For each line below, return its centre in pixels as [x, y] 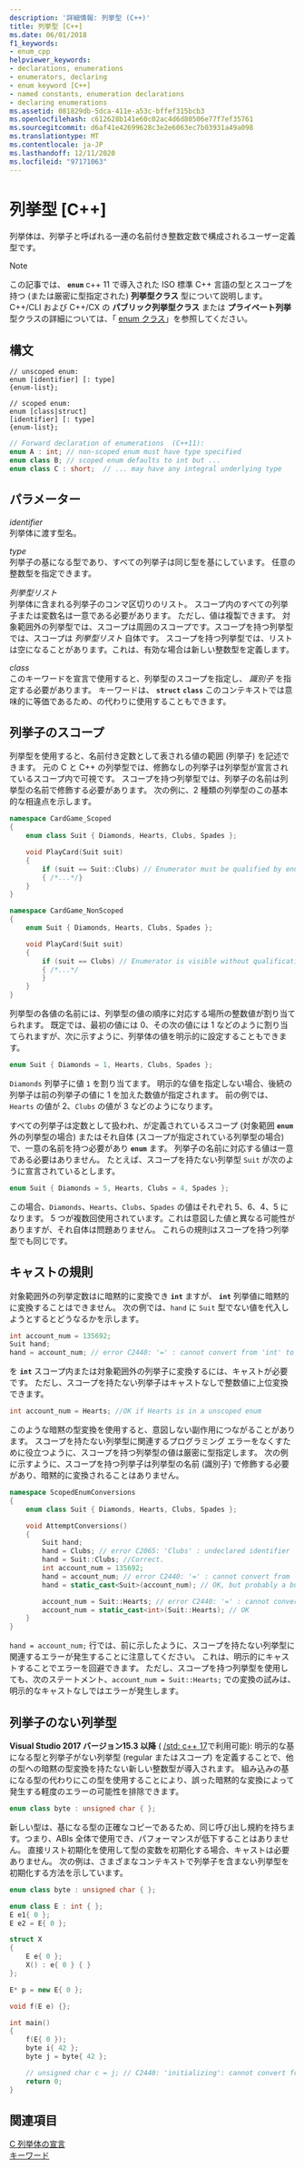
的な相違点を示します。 [53, 802]
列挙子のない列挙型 [63, 1722]
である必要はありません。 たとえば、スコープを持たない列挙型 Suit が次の [148, 1159]
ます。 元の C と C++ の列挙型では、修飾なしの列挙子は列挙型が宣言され [152, 767]
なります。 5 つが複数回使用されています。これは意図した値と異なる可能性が [152, 1218]
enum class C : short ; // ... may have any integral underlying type [146, 469]
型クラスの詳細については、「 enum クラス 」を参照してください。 [131, 318]
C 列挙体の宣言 [38, 2144]
